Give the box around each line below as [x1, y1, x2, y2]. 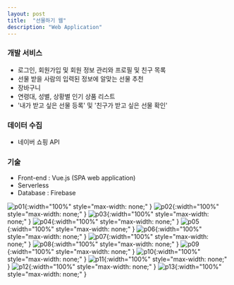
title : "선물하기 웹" [7, 17, 67, 24]
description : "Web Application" [7, 23, 102, 30]
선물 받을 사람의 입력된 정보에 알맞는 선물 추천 [17, 74, 144, 83]
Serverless [17, 181, 49, 190]
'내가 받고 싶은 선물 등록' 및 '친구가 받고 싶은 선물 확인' [17, 100, 168, 110]
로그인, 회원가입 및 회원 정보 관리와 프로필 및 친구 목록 [17, 65, 166, 74]
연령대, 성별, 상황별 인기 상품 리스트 [17, 92, 116, 100]
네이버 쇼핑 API [17, 137, 60, 146]
